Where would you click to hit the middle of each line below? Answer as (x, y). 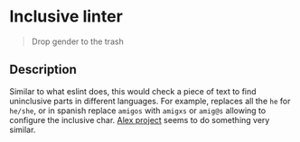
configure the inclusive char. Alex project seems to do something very (140, 120)
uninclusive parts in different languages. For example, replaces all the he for (150, 101)
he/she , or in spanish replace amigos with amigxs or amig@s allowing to (138, 111)
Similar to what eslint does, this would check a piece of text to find (133, 91)
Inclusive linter (66, 17)
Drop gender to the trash (77, 41)
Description (43, 70)
